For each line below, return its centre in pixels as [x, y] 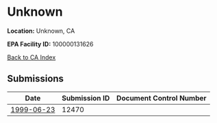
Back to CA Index [31, 57]
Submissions [35, 79]
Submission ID [86, 98]
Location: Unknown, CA [41, 31]
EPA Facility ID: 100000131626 [50, 44]
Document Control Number [161, 98]
